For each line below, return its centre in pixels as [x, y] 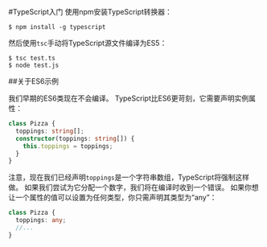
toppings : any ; [41, 220]
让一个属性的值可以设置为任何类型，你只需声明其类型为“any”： [113, 198]
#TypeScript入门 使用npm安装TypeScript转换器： [90, 12]
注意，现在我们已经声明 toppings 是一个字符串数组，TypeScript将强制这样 [129, 177]
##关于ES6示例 [33, 81]
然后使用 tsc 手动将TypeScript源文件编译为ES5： [88, 43]
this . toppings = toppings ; [68, 146]
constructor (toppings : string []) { [75, 138]
